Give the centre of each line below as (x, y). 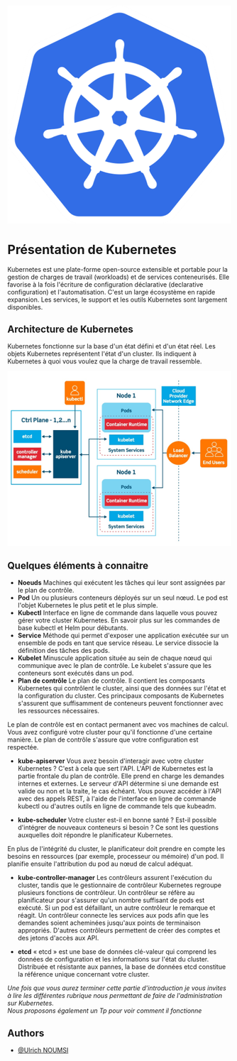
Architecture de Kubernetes (70, 329)
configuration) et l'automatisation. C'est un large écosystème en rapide (111, 292)
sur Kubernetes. (31, 1004)
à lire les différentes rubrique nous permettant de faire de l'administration (115, 996)
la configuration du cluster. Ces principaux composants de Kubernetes (121, 696)
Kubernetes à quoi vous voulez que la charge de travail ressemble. (105, 361)
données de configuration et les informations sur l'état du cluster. (113, 960)
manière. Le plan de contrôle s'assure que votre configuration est (103, 740)
